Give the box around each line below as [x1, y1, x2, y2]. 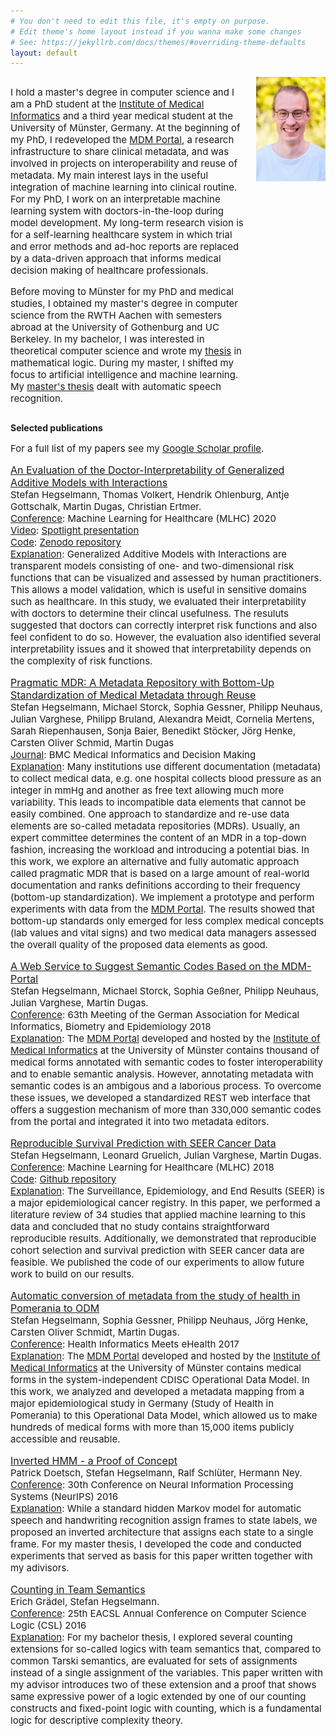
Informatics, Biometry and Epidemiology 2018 [10, 1020, 212, 1034]
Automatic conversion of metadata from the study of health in [10, 1289, 301, 1303]
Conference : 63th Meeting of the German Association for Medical [10, 1008, 300, 1022]
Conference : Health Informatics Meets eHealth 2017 [10, 1338, 240, 1351]
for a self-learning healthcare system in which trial [10, 228, 233, 242]
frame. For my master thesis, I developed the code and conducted [10, 1538, 302, 1551]
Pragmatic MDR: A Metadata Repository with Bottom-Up [10, 676, 275, 690]
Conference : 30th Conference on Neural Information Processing [10, 1478, 294, 1492]
